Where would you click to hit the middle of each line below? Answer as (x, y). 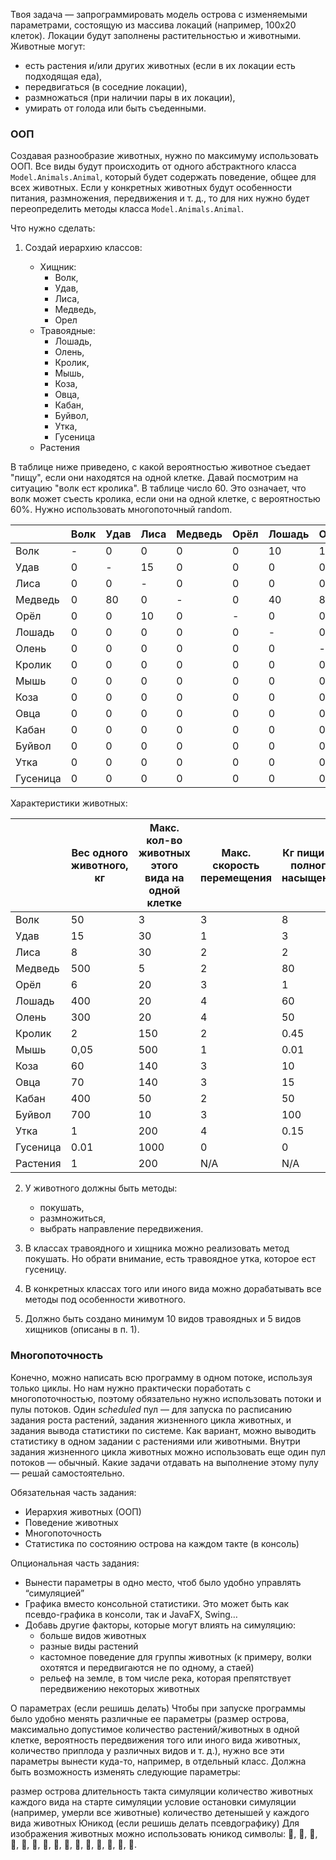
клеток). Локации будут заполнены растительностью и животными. (156, 35)
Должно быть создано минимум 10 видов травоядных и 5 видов (163, 1319)
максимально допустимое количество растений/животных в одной (155, 1729)
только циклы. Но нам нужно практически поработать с (131, 1388)
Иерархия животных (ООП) (83, 1511)
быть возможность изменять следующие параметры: (125, 1771)
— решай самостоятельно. (67, 1473)
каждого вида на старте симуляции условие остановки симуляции (153, 1801)
